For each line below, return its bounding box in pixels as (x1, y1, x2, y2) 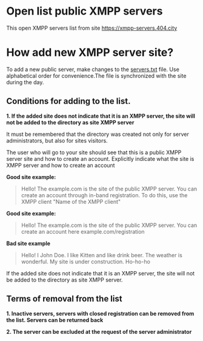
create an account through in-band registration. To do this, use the (21, 191, 188, 198)
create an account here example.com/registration (21, 228, 145, 235)
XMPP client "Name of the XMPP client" (21, 198, 121, 205)
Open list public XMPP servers (6, 4, 163, 18)
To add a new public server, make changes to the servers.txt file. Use (6, 66, 180, 73)
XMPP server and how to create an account (6, 161, 115, 169)
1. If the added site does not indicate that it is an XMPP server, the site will (6, 112, 196, 120)
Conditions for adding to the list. (6, 96, 131, 107)
